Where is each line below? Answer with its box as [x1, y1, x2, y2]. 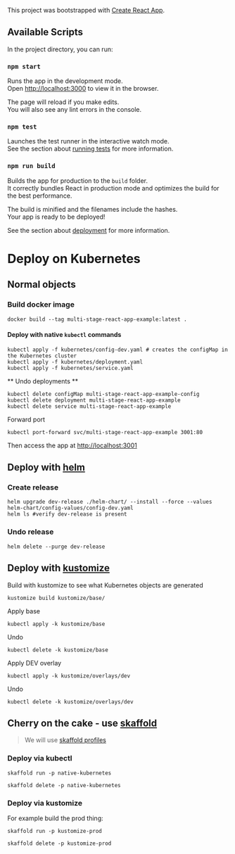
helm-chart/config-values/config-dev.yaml [7, 504, 134, 512]
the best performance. [7, 191, 72, 200]
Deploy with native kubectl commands [7, 331, 122, 339]
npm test [7, 123, 37, 131]
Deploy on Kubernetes [7, 250, 141, 267]
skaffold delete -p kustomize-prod [7, 840, 112, 847]
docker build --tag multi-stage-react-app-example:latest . [7, 316, 188, 323]
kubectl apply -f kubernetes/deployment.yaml [7, 358, 143, 365]
